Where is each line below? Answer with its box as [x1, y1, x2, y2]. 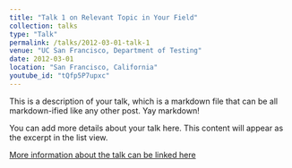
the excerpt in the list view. [9, 131, 108, 143]
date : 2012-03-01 [9, 55, 74, 63]
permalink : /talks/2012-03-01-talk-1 [9, 38, 150, 47]
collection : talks [9, 21, 78, 30]
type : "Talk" [9, 29, 58, 38]
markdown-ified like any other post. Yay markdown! [9, 105, 200, 116]
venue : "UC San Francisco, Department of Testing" [9, 46, 202, 55]
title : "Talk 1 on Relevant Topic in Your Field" [9, 13, 199, 22]
